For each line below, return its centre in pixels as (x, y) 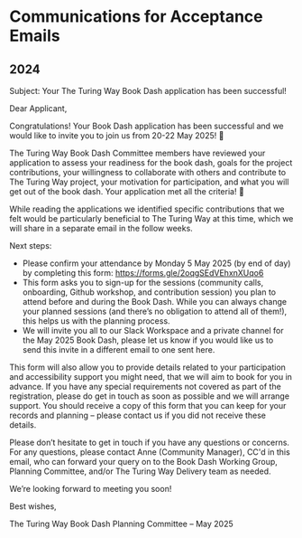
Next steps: (31, 245)
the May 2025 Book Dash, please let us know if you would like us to (148, 340)
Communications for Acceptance (136, 17)
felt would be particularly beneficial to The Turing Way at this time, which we (151, 218)
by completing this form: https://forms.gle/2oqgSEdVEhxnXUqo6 (143, 273)
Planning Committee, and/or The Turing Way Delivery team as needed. (140, 471)
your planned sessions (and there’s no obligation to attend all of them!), (155, 311)
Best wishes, (33, 506)
